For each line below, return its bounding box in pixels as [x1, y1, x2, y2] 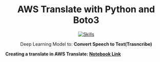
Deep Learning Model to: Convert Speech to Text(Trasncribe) [20, 41, 152, 47]
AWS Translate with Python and [17, 4, 155, 15]
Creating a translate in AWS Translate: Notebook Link [5, 51, 122, 57]
